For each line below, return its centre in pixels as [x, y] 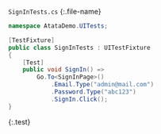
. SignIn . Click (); [79, 99]
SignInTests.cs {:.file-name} [55, 11]
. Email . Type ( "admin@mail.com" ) [102, 85]
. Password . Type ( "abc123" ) [93, 92]
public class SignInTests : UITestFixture [79, 48]
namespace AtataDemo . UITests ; [58, 26]
